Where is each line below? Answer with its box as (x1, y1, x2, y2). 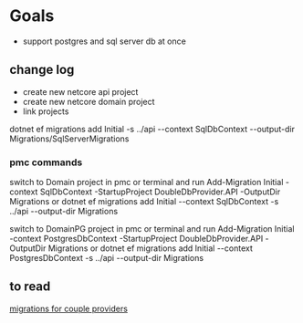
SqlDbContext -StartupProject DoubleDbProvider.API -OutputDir (39, 186, 281, 197)
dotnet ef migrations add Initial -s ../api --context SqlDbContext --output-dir (9, 123, 295, 134)
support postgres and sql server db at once (22, 36, 187, 47)
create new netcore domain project (22, 96, 155, 107)
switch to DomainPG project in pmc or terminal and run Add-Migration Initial (9, 224, 295, 234)
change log (9, 62, 75, 78)
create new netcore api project (22, 86, 139, 97)
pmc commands (9, 156, 83, 169)
